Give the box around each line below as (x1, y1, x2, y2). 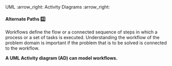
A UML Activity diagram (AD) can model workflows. (5, 55, 118, 61)
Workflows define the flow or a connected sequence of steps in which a (5, 29, 158, 35)
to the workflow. (5, 45, 40, 51)
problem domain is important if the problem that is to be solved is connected (5, 40, 167, 46)
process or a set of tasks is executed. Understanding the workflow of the (5, 35, 160, 41)
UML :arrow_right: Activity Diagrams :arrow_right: (5, 4, 110, 10)
